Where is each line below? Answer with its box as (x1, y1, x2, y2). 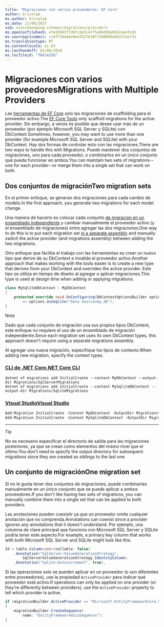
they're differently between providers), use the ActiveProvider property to (5, 584, 155, 590)
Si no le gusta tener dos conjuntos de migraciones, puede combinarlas (5, 481, 147, 487)
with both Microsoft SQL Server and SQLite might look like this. (5, 537, 132, 543)
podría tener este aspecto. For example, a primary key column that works (5, 532, 151, 538)
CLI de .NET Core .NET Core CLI (5, 365, 81, 371)
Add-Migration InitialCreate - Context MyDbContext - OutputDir (5, 411, 134, 416)
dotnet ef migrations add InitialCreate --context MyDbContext (5, 375, 137, 380)
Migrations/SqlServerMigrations (14, 380, 80, 385)
